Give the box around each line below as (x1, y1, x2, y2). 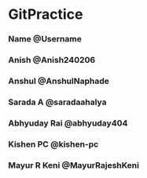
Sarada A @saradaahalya (8, 96, 107, 107)
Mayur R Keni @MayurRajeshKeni (8, 159, 140, 170)
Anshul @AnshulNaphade (8, 75, 110, 86)
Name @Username (8, 34, 83, 45)
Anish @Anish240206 (8, 55, 96, 66)
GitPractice (8, 5, 83, 24)
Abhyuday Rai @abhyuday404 (8, 118, 128, 129)
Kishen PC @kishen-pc (8, 139, 99, 150)
